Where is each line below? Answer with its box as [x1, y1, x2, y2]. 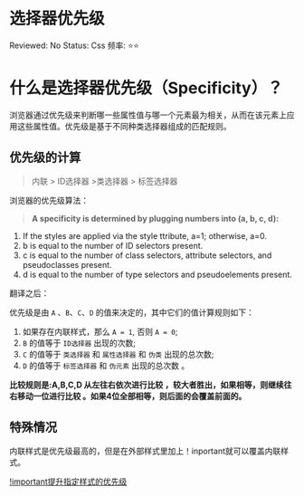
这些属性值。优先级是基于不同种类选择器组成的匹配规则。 [16, 120, 232, 131]
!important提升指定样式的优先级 [9, 476, 128, 487]
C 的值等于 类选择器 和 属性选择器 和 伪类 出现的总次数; [22, 348, 214, 359]
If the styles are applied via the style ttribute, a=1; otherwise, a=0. [22, 230, 268, 241]
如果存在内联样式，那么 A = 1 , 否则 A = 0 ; [22, 326, 178, 337]
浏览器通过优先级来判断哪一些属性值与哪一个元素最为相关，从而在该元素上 [9, 110, 287, 120]
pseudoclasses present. [22, 259, 112, 270]
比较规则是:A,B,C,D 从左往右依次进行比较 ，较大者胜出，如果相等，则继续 [9, 379, 284, 390]
